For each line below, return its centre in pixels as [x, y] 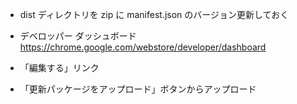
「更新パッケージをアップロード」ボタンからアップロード [138, 89]
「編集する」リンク [59, 67]
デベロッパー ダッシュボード [78, 36]
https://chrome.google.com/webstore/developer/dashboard [143, 47]
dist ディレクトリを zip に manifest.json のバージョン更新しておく [154, 14]
